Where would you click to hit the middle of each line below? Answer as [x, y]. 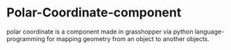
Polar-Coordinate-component [94, 13]
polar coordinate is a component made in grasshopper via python [100, 32]
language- [209, 32]
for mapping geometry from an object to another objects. [128, 38]
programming [26, 38]
